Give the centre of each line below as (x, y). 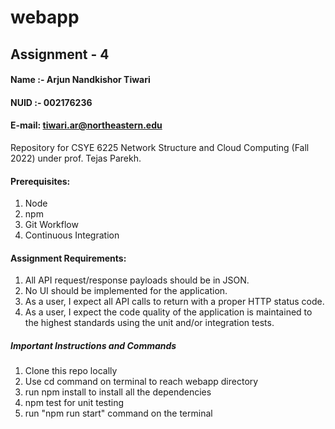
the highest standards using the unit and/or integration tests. (149, 323)
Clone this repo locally (71, 371)
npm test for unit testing (74, 403)
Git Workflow (51, 225)
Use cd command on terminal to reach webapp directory (141, 382)
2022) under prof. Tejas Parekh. (76, 158)
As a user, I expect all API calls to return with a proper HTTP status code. (174, 302)
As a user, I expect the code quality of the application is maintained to (168, 312)
